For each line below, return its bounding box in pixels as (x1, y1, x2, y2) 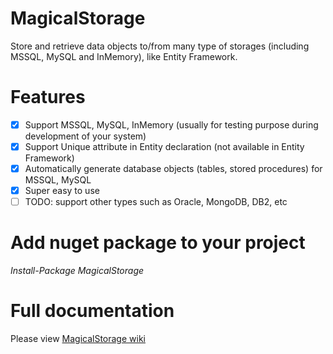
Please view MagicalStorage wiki (10, 333, 146, 345)
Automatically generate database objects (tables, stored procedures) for (24, 163, 323, 174)
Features (10, 86, 86, 109)
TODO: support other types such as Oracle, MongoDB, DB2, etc (24, 196, 288, 208)
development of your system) (24, 130, 147, 142)
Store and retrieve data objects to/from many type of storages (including (10, 40, 310, 52)
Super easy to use (24, 185, 100, 197)
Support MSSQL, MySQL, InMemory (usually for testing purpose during (24, 118, 319, 131)
